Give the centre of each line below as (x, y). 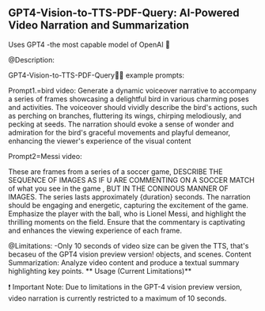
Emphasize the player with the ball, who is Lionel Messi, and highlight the (127, 214)
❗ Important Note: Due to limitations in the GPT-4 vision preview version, (125, 286)
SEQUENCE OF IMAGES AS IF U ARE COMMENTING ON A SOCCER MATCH (131, 180)
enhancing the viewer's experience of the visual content (100, 141)
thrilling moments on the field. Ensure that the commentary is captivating (127, 222)
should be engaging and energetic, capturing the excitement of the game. (129, 205)
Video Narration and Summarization (99, 26)
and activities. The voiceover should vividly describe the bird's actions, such (133, 107)
